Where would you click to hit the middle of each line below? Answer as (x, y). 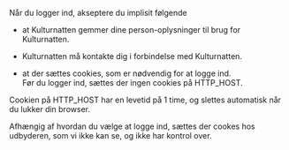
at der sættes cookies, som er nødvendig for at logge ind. (126, 73)
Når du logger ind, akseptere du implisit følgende (98, 13)
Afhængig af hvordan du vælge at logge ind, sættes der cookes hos (133, 126)
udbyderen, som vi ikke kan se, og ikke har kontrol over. (110, 135)
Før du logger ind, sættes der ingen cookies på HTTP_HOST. (132, 82)
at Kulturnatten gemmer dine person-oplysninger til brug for (131, 30)
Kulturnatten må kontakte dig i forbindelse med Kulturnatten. (132, 56)
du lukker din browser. (50, 109)
